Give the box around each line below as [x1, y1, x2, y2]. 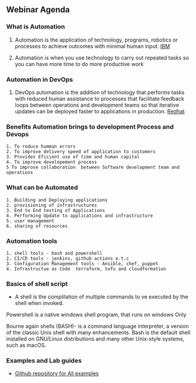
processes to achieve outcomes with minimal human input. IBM [14, 42, 170, 49]
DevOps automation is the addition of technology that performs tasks [14, 89, 185, 96]
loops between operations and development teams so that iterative [14, 101, 179, 108]
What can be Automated [6, 183, 79, 192]
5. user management [6, 217, 55, 224]
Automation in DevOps [6, 75, 73, 83]
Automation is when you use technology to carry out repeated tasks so [14, 54, 189, 61]
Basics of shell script [6, 279, 69, 288]
